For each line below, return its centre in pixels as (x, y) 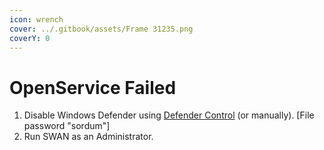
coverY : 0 (30, 38)
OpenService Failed (93, 87)
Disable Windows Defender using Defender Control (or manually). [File (169, 115)
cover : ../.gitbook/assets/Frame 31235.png (101, 29)
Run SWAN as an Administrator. (88, 137)
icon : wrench (36, 19)
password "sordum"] (67, 126)
